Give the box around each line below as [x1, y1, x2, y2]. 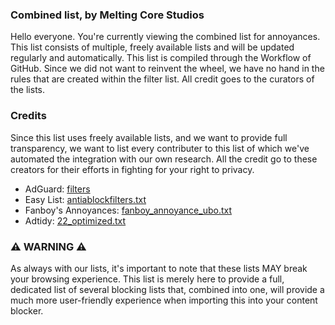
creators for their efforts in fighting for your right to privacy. [10, 163, 255, 175]
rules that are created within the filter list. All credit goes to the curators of [10, 73, 315, 85]
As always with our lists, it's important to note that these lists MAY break [10, 262, 308, 274]
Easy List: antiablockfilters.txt [24, 193, 147, 205]
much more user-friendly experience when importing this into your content [10, 294, 318, 306]
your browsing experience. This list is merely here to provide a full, [10, 273, 285, 285]
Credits [10, 109, 47, 123]
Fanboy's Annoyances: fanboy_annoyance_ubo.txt [24, 204, 233, 216]
